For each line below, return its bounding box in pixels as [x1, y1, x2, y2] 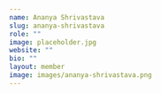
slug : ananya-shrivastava [9, 21, 104, 30]
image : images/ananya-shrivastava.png [9, 71, 152, 80]
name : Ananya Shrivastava [9, 12, 104, 22]
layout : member [9, 63, 65, 72]
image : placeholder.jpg [9, 37, 97, 47]
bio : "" [9, 54, 38, 63]
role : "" [9, 29, 42, 38]
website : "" [9, 46, 53, 55]
